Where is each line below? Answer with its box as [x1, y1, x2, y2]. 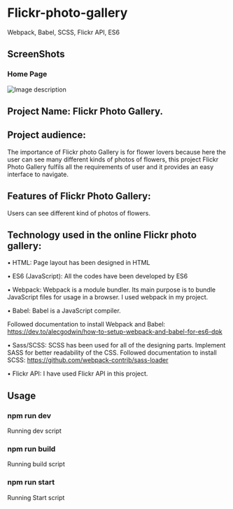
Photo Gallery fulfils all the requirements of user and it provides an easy [7, 162, 214, 171]
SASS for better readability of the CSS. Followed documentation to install [7, 348, 217, 357]
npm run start [7, 478, 55, 487]
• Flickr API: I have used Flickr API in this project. [7, 369, 148, 378]
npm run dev [7, 410, 51, 420]
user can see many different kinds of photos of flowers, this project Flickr [7, 155, 219, 164]
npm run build [7, 444, 56, 454]
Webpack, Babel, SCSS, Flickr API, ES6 [7, 28, 120, 36]
